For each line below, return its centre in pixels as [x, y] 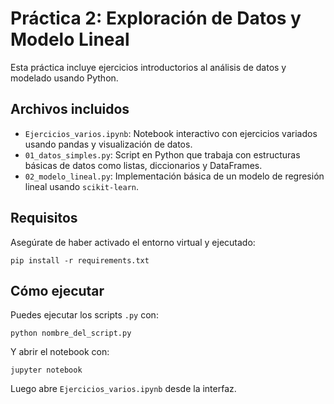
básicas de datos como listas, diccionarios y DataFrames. [143, 165]
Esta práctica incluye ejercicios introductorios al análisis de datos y [148, 67]
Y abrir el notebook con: [60, 352]
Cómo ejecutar [57, 290]
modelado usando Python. [64, 78]
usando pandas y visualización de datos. [108, 144]
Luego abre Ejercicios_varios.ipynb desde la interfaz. [123, 389]
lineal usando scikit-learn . [81, 186]
